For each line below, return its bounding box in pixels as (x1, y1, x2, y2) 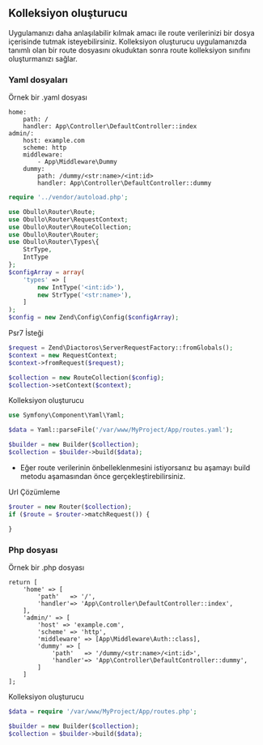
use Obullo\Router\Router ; (8, 230, 100, 238)
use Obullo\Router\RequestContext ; (8, 215, 129, 224)
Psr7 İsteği (8, 328, 45, 338)
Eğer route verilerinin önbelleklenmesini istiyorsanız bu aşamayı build (19, 462, 251, 473)
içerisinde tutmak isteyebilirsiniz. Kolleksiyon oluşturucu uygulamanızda (8, 36, 247, 46)
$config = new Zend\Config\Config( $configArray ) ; (8, 314, 180, 322)
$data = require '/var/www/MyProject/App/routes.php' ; (8, 707, 197, 716)
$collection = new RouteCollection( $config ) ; (8, 373, 164, 382)
